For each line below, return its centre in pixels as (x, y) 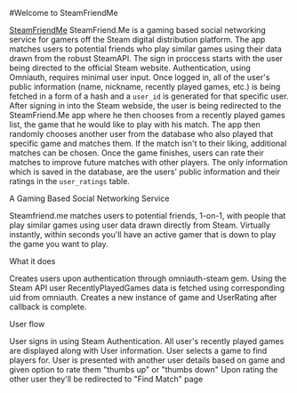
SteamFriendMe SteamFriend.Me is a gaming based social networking (138, 30)
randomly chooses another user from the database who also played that (141, 134)
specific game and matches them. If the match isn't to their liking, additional (148, 143)
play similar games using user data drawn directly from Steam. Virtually (140, 225)
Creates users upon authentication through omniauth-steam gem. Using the (148, 278)
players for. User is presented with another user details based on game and (147, 360)
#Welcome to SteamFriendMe (64, 13)
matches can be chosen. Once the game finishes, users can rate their (136, 153)
